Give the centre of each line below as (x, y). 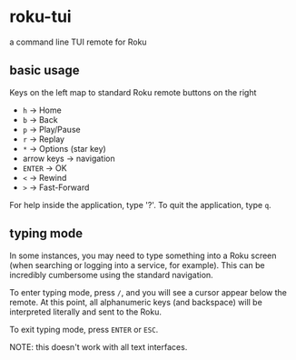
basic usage (44, 70)
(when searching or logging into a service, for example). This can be (137, 265)
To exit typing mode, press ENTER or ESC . (84, 329)
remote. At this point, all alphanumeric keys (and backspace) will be (136, 302)
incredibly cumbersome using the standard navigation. (111, 275)
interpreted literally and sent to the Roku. (85, 312)
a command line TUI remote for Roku (78, 42)
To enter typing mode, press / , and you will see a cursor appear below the (148, 292)
